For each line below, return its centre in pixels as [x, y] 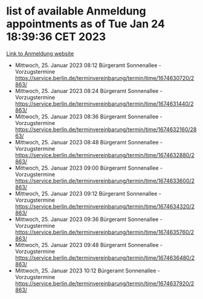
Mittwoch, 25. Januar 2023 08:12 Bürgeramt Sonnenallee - [88, 65]
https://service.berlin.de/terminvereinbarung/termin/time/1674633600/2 [105, 181]
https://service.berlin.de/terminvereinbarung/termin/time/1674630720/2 [105, 78]
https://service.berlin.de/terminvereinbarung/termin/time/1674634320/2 [105, 206]
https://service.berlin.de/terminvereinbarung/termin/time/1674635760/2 [105, 232]
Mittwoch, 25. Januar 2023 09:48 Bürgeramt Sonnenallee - [89, 245]
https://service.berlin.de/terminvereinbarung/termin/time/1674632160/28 [106, 129]
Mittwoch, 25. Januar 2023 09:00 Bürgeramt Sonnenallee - [89, 168]
